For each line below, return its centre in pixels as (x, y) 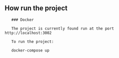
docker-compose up (30, 50)
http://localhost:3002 (28, 33)
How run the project (36, 8)
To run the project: (33, 41)
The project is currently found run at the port (62, 28)
